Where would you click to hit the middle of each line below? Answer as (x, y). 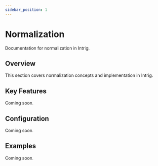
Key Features (26, 91)
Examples (20, 146)
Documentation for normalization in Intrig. (47, 48)
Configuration (27, 119)
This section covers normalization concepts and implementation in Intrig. (79, 75)
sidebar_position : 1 (26, 10)
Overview (20, 63)
